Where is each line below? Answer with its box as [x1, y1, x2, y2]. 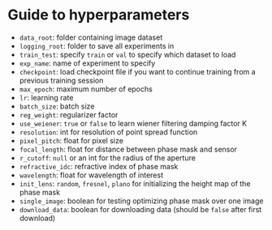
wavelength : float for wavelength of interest [19, 170, 164, 180]
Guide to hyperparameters [7, 6, 190, 24]
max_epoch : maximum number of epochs [19, 83, 153, 94]
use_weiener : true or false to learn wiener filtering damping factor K [19, 118, 248, 128]
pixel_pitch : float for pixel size [19, 135, 123, 145]
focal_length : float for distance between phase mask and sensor [19, 144, 237, 154]
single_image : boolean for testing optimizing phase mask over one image [19, 196, 264, 206]
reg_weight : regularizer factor [19, 109, 119, 119]
